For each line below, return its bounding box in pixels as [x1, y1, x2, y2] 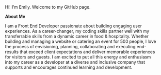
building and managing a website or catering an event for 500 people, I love [5, 38, 156, 44]
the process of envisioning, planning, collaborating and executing [5, 44, 136, 49]
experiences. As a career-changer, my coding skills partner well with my [5, 28, 149, 34]
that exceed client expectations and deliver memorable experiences [19, 49, 155, 55]
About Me [5, 14, 26, 19]
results [5, 49, 19, 55]
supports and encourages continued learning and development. [5, 64, 132, 70]
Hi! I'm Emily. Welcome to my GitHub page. [5, 4, 91, 10]
